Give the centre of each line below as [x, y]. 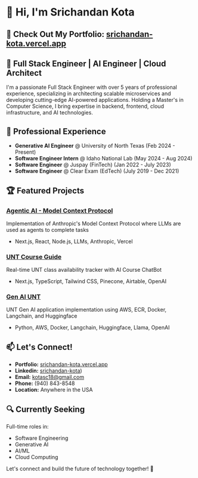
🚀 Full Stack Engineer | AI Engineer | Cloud [86, 63]
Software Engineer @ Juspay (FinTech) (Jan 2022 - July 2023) [93, 165]
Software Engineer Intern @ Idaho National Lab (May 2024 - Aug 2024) [103, 159]
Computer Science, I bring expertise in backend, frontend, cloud [85, 106]
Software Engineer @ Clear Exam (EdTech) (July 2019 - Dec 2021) [97, 171]
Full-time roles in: [27, 427]
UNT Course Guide [34, 257]
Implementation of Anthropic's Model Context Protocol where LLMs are [94, 224]
